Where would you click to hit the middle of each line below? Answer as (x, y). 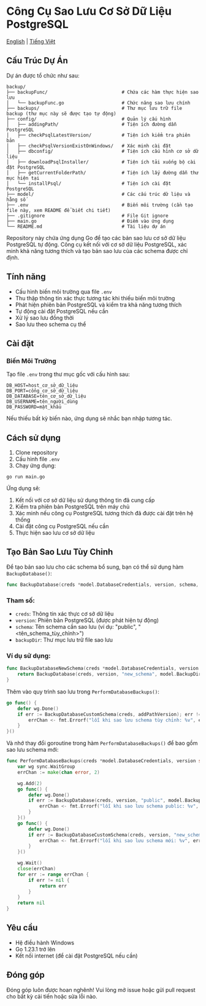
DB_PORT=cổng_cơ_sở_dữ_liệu (42, 391)
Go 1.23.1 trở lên (35, 949)
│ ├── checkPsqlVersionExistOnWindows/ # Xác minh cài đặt (89, 146)
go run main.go (26, 477)
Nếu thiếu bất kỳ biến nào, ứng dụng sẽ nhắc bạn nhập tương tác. (90, 418)
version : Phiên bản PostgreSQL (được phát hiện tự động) (87, 620)
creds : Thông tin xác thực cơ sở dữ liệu (64, 614)
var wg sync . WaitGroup (46, 767)
